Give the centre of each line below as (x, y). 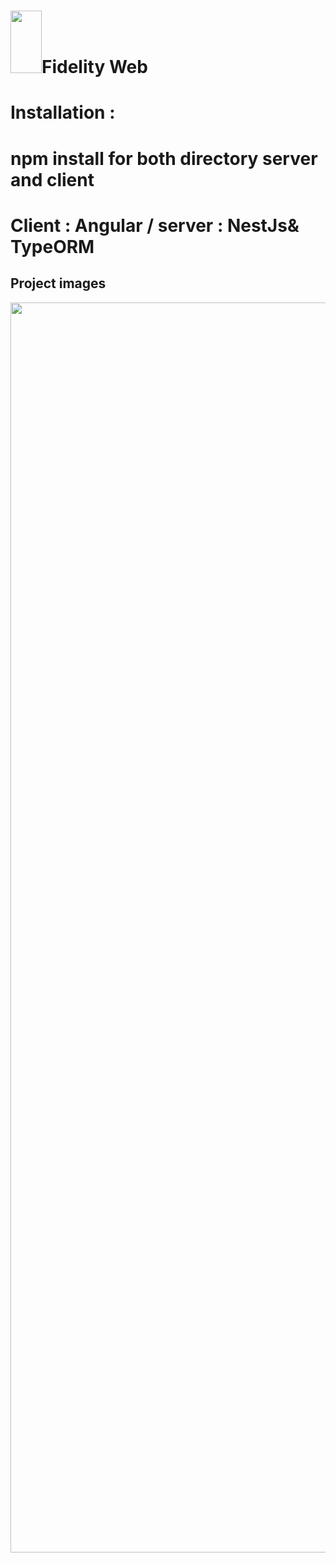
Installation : (63, 112)
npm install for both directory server (164, 158)
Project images (58, 283)
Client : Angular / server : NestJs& (155, 225)
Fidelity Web (94, 67)
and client (52, 179)
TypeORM (52, 246)
